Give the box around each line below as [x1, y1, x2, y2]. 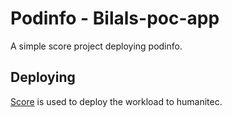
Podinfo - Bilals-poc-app [10, 7, 220, 30]
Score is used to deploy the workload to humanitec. [10, 95, 223, 107]
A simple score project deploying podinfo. [10, 40, 183, 52]
